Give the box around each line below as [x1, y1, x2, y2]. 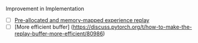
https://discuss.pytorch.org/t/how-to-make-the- [72, 23, 192, 30]
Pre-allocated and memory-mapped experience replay [14, 17, 150, 23]
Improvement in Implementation [5, 5, 85, 12]
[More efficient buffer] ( [14, 23, 73, 30]
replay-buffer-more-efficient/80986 [14, 30, 104, 38]
